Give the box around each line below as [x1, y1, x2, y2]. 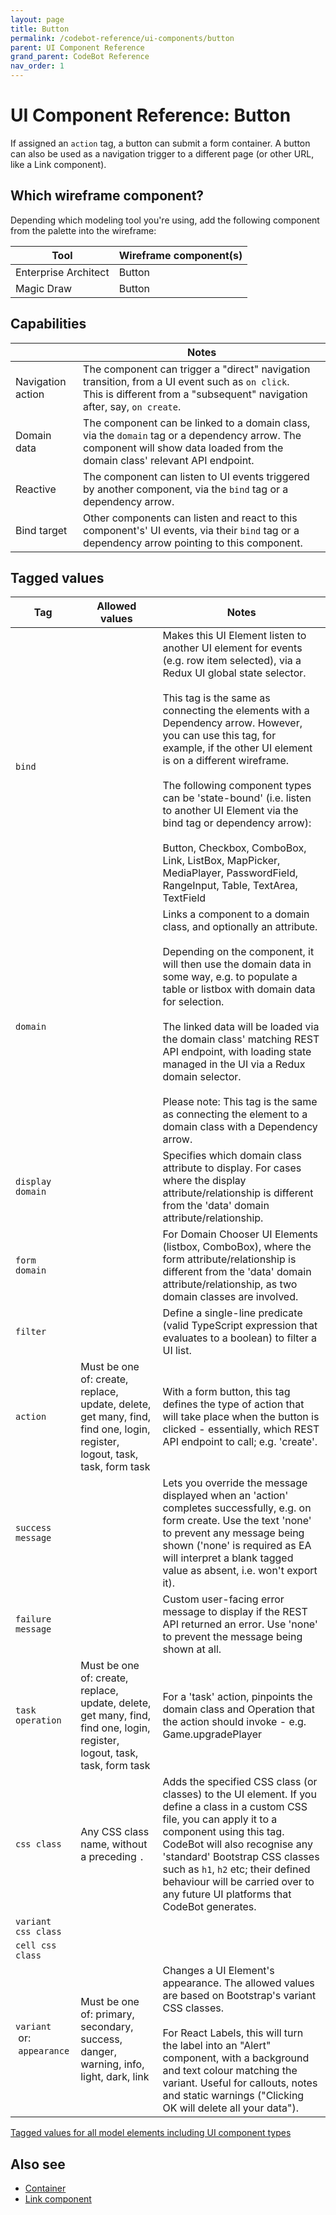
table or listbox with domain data [162, 982, 316, 996]
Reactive [15, 482, 57, 496]
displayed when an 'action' [162, 1489, 289, 1503]
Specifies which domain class [162, 1149, 302, 1163]
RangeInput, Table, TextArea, [162, 879, 298, 893]
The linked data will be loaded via [162, 1020, 320, 1034]
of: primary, [80, 2007, 135, 2021]
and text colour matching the [162, 2064, 298, 2078]
